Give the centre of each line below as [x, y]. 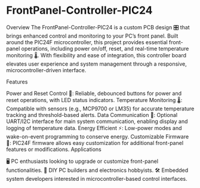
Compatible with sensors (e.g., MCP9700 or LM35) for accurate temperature [100, 109]
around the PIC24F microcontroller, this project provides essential [87, 42]
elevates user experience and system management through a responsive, [96, 64]
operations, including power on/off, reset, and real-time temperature [105, 48]
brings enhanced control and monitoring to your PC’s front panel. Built [92, 36]
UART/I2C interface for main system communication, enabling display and [97, 121]
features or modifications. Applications [54, 149]
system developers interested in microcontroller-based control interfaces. [97, 178]
